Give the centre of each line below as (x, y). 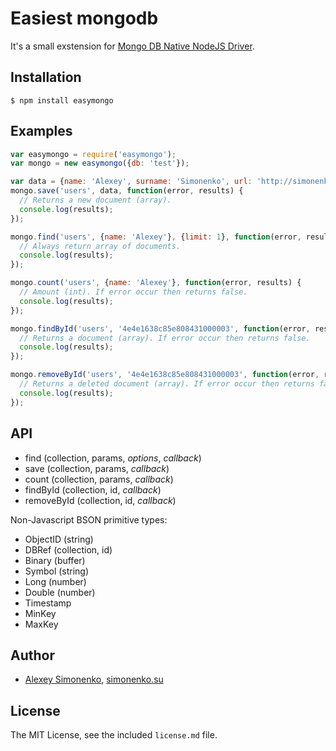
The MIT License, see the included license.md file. (114, 735)
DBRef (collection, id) (68, 549)
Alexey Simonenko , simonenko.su (94, 679)
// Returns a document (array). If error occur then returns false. (165, 338)
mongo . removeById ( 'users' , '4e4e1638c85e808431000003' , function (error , (165, 375)
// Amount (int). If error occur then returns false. (133, 292)
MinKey (40, 613)
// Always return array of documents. (100, 246)
